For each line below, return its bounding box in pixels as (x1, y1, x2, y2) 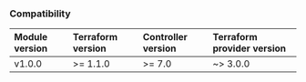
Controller (142, 31, 189, 44)
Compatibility (9, 7, 71, 20)
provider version (212, 42, 287, 55)
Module (14, 31, 48, 44)
